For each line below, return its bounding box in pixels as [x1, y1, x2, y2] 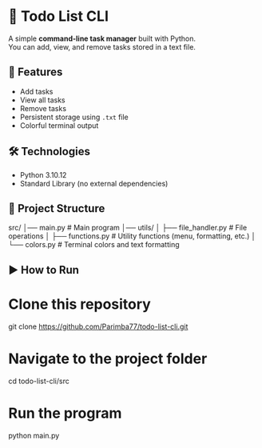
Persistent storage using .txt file [19, 112, 129, 122]
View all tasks [19, 95, 65, 105]
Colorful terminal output [19, 120, 99, 130]
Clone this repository [8, 295, 152, 313]
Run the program [8, 404, 122, 422]
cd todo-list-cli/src [8, 376, 69, 386]
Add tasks [19, 86, 54, 96]
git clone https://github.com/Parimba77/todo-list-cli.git [8, 322, 189, 331]
